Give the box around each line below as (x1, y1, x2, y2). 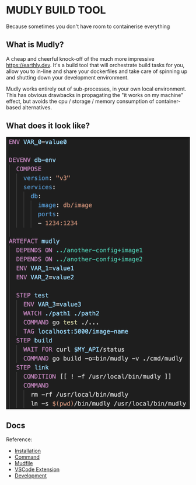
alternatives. (22, 103, 52, 111)
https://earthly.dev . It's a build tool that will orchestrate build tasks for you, (6, 61, 185, 68)
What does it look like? (6, 121, 90, 131)
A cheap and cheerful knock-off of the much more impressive (6, 55, 155, 62)
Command (14, 453, 40, 460)
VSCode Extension (14, 466, 60, 473)
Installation (14, 448, 41, 455)
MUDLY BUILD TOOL (6, 4, 106, 17)
